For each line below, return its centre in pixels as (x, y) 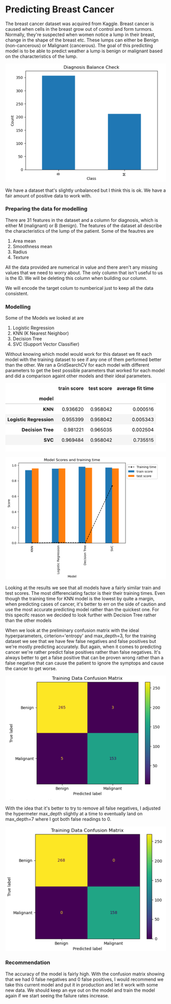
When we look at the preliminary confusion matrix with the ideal (72, 630)
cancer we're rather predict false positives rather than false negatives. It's (83, 652)
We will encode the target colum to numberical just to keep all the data (79, 288)
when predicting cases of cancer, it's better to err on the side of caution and (86, 604)
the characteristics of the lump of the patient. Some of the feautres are (80, 231)
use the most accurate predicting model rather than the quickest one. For (82, 609)
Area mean (24, 241)
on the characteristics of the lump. (41, 56)
